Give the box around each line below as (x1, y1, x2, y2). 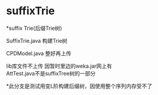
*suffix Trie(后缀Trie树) (6, 24, 62, 31)
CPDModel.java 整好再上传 (6, 49, 72, 57)
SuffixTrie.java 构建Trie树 (6, 37, 68, 44)
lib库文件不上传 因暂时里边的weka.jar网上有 (6, 62, 112, 69)
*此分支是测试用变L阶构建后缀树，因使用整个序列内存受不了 (6, 82, 153, 90)
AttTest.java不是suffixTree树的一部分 (6, 69, 96, 77)
